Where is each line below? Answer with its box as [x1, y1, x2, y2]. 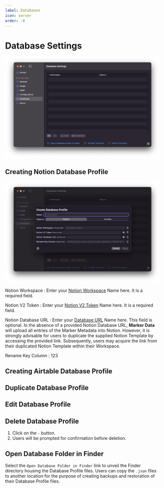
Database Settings [5, 40, 82, 51]
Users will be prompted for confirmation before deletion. [12, 435, 127, 441]
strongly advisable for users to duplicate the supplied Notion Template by [5, 333, 154, 339]
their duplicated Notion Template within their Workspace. [5, 343, 120, 349]
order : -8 [5, 18, 26, 23]
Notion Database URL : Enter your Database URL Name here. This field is [5, 317, 152, 323]
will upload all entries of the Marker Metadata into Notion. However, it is [5, 327, 150, 334]
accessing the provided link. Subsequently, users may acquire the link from [5, 338, 157, 344]
